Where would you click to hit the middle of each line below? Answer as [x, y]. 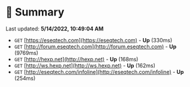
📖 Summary [35, 12]
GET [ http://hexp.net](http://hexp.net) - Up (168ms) [76, 59]
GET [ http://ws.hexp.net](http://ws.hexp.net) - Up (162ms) [85, 66]
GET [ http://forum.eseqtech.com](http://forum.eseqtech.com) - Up [95, 46]
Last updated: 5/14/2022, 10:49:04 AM [55, 29]
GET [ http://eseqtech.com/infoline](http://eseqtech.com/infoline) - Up [99, 72]
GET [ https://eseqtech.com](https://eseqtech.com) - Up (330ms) [93, 40]
